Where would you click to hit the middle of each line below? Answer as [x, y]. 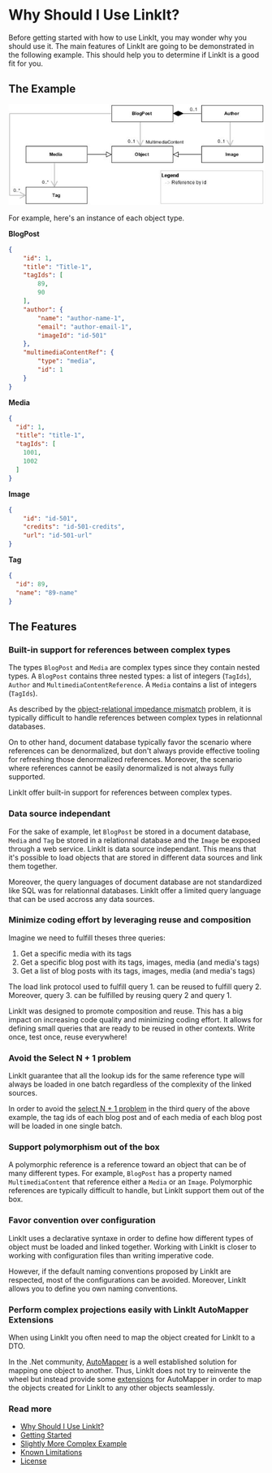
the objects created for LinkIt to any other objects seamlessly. [112, 1388]
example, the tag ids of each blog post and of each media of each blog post [135, 1118]
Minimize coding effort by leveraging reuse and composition [130, 920]
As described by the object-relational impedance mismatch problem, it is [130, 709]
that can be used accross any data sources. [82, 899]
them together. [33, 866]
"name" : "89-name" [47, 593]
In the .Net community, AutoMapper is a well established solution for [123, 1362]
